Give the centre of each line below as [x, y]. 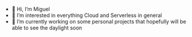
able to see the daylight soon [47, 28]
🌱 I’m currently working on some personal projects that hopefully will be [99, 21]
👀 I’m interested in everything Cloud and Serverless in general [87, 15]
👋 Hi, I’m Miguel [31, 9]
